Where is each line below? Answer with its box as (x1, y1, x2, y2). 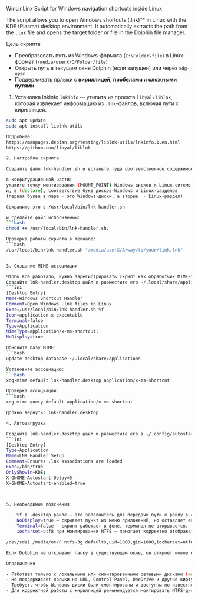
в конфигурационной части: (6, 177, 72, 183)
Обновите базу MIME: (6, 345, 57, 351)
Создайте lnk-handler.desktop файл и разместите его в (6, 431, 144, 437)
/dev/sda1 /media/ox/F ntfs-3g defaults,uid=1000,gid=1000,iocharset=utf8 (6, 539, 194, 545)
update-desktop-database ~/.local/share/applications (6, 356, 141, 362)
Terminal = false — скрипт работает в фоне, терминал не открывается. (16, 523, 189, 529)
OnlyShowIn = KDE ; (6, 469, 46, 475)
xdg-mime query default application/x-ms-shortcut (6, 399, 133, 405)
